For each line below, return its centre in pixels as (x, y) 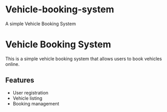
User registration (30, 92)
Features (20, 80)
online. (12, 64)
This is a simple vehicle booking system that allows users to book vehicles (84, 59)
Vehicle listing (27, 98)
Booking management (36, 103)
